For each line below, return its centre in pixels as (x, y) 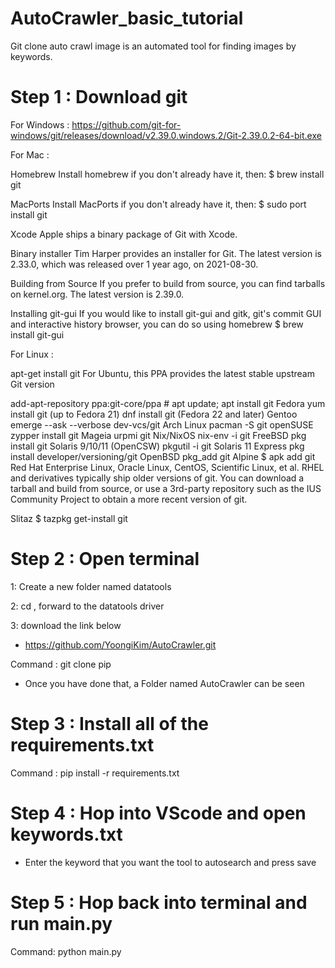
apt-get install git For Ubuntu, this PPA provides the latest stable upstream (162, 373)
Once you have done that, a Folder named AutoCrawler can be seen (164, 683)
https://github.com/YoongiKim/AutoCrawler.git (120, 644)
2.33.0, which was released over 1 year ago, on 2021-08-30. (134, 264)
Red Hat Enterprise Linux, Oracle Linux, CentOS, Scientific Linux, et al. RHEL (167, 467)
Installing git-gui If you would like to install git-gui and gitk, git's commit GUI (166, 313)
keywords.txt (66, 834)
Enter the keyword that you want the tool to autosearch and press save (170, 862)
